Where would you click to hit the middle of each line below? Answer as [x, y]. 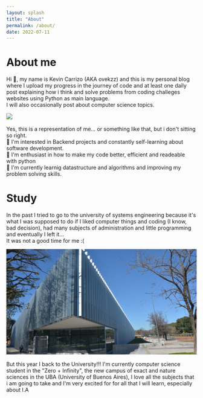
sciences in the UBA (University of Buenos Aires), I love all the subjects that [100, 377]
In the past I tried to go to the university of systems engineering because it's [101, 215]
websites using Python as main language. [58, 98]
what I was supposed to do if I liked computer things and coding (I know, [97, 222]
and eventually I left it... [35, 234]
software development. [35, 149]
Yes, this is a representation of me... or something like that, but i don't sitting [101, 129]
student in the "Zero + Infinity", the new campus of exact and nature [91, 371]
